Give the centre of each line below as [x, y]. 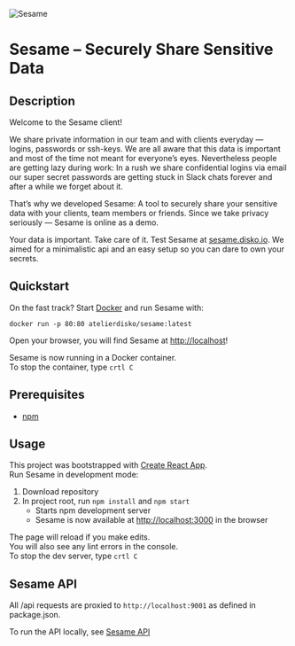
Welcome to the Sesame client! [66, 122]
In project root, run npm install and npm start [106, 502]
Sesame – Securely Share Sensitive [141, 50]
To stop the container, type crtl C [71, 367]
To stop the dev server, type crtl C [74, 556]
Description [42, 101]
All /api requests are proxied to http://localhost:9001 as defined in [133, 605]
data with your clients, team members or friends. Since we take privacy [139, 213]
